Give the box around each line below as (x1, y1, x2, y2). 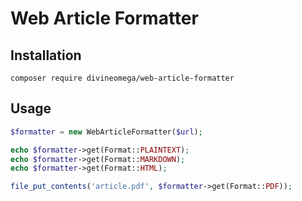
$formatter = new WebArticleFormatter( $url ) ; (10, 127, 203, 137)
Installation (10, 47, 82, 64)
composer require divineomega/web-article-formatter (10, 73, 235, 83)
